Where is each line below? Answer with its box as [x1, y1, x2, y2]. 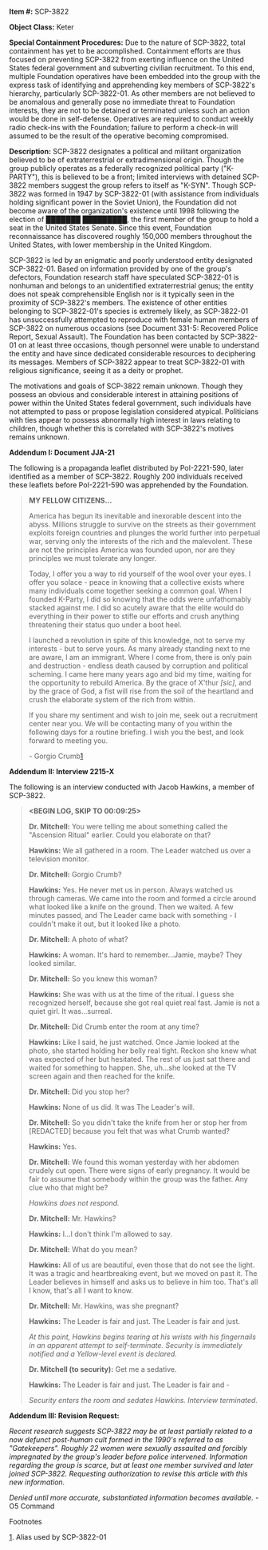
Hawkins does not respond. [28, 1198, 120, 1207]
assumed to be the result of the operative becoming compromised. [9, 131, 229, 141]
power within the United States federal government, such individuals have [9, 399, 252, 407]
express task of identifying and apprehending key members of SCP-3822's [9, 80, 256, 89]
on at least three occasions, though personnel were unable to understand [18, 340, 260, 350]
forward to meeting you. [28, 736, 108, 745]
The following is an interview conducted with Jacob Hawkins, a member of [9, 782, 254, 792]
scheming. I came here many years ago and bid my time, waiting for [28, 670, 252, 678]
